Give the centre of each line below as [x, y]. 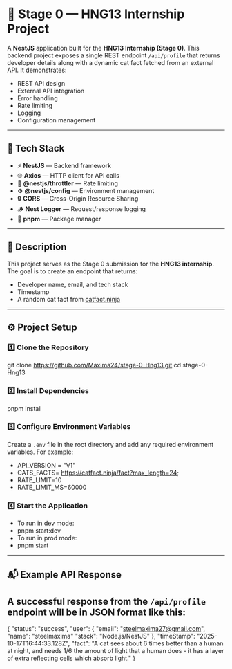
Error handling [37, 98]
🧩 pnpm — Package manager [59, 219]
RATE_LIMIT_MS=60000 [52, 487]
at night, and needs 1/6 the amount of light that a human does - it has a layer [116, 651]
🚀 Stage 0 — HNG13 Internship [96, 14]
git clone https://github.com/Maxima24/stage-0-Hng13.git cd [94, 365]
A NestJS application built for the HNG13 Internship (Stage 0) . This [103, 48]
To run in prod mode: [47, 538]
